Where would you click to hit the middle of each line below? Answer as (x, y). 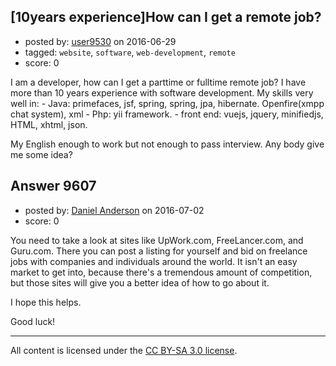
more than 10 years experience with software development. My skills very (162, 92)
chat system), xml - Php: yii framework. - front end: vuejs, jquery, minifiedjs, (167, 114)
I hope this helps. (46, 302)
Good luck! (33, 321)
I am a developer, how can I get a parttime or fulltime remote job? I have (158, 82)
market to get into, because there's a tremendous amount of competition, (161, 272)
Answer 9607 (53, 186)
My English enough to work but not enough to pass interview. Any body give (167, 144)
